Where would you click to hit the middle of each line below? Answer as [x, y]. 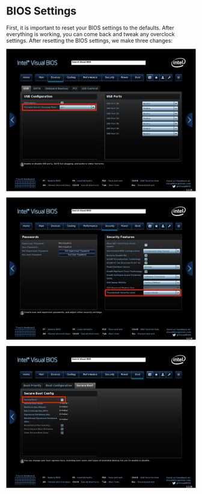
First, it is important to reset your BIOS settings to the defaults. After [90, 28]
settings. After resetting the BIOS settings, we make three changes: [90, 40]
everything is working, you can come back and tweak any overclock [90, 34]
